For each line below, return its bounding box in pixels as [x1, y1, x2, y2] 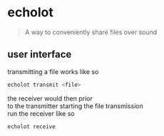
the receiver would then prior [7, 94, 93, 103]
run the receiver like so [7, 109, 75, 117]
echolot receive [7, 122, 56, 130]
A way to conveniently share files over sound [24, 28, 158, 36]
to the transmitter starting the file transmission [7, 101, 144, 110]
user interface [7, 48, 72, 61]
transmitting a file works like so [7, 67, 99, 75]
